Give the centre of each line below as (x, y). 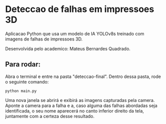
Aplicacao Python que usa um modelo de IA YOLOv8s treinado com (75, 33)
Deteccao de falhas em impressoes (80, 9)
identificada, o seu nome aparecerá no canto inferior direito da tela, (74, 110)
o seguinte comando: (27, 81)
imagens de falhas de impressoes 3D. (44, 39)
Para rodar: (23, 64)
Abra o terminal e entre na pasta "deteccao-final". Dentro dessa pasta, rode (83, 76)
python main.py (21, 91)
